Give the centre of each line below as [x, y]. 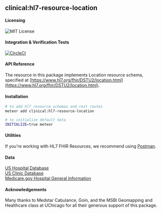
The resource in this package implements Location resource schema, [74, 75]
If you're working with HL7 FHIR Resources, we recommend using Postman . [81, 146]
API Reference [20, 64]
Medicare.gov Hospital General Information [48, 179]
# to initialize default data [36, 120]
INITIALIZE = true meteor [29, 124]
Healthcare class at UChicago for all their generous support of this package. [81, 205]
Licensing [15, 20]
